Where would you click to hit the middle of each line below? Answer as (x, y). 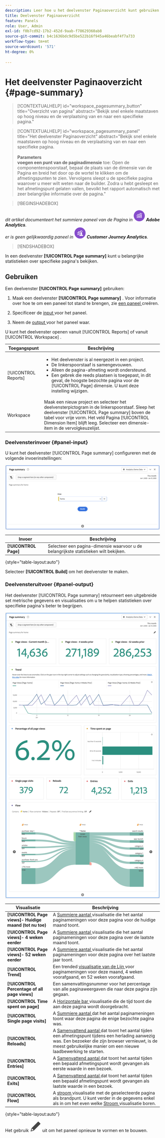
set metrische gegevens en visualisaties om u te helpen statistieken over (79, 600)
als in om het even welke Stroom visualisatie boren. (104, 1103)
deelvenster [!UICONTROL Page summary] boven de (97, 413)
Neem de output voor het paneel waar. (51, 323)
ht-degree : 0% (20, 52)
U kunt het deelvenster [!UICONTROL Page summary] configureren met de (81, 453)
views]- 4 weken (25, 937)
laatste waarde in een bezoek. (83, 1086)
